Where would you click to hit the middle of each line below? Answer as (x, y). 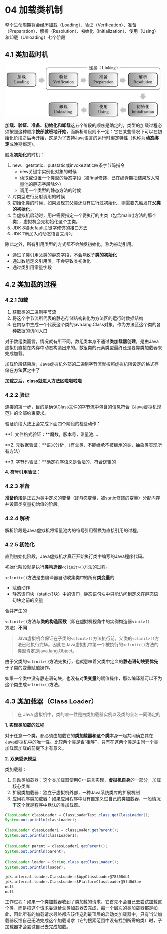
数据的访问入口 (32, 330)
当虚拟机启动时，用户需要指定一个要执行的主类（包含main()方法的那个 (84, 215)
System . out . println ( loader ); (35, 867)
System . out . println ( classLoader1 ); (42, 836)
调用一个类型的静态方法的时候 (50, 190)
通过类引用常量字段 (32, 267)
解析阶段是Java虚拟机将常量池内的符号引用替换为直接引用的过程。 (73, 530)
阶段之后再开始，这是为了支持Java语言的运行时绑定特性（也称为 (80, 138)
